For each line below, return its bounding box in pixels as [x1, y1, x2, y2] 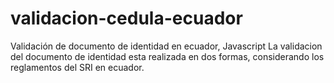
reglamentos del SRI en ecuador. [10, 61, 145, 73]
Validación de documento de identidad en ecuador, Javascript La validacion [10, 40, 323, 52]
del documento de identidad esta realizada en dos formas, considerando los [10, 50, 325, 62]
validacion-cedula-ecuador [10, 7, 243, 30]
